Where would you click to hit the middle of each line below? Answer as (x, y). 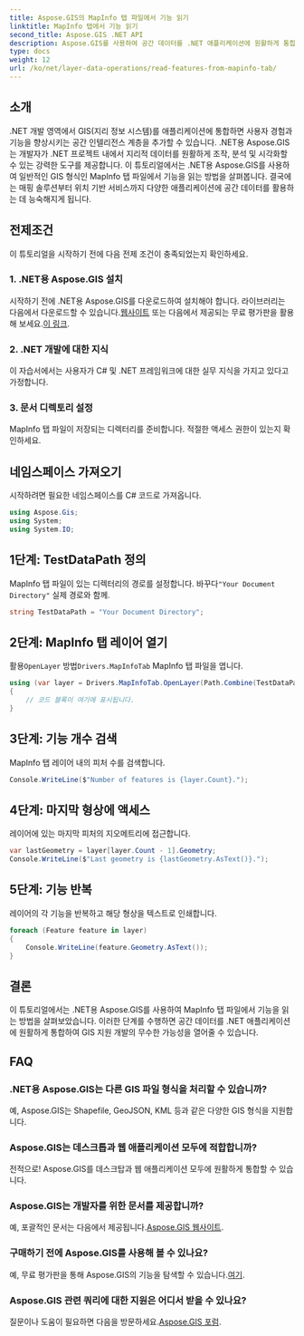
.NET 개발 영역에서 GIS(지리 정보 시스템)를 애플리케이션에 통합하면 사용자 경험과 (151, 131)
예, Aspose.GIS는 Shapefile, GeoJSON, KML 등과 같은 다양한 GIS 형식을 (139, 1110)
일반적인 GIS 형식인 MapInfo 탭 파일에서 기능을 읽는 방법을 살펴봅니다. (143, 176)
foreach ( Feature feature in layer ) (78, 930)
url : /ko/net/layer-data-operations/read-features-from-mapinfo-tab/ (143, 69)
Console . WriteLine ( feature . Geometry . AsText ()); (117, 947)
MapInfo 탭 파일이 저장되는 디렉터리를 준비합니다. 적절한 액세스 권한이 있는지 (146, 429)
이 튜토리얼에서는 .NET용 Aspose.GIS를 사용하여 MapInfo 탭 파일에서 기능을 (145, 1010)
